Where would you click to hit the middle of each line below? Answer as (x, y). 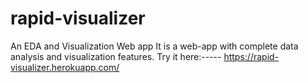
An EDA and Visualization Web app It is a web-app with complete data (154, 46)
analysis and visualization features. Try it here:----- (116, 56)
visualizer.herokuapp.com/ (65, 67)
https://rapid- (251, 56)
